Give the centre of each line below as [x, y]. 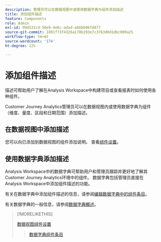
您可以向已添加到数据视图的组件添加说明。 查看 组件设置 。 [63, 142]
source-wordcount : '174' [30, 41]
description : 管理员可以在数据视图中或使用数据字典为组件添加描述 [64, 9]
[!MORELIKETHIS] [35, 214]
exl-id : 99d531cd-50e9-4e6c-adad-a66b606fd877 [53, 28]
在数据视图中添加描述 [37, 129]
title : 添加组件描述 [24, 14]
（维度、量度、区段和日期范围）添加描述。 [48, 112]
